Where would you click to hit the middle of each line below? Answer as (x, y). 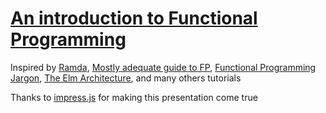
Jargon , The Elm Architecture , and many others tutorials (126, 78)
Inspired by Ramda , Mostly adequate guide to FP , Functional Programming (163, 67)
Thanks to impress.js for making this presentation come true (134, 97)
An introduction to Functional (134, 18)
